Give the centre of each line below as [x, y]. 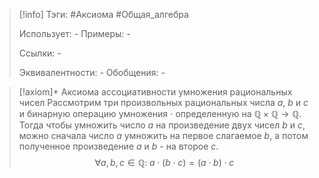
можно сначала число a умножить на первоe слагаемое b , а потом [163, 135]
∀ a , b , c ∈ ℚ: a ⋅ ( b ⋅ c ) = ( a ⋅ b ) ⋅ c [164, 162]
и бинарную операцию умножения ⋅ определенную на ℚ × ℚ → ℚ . [160, 113]
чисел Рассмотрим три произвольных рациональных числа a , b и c [163, 102]
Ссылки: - [40, 53]
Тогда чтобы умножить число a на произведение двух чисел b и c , [162, 125]
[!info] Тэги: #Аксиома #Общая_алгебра [103, 14]
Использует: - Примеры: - [74, 33]
